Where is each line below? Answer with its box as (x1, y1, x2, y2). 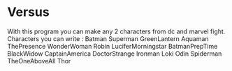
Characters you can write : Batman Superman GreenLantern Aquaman (7, 34, 209, 42)
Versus (7, 4, 50, 20)
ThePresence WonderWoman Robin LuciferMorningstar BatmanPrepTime (7, 42, 218, 50)
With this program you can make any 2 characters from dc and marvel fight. (7, 27, 226, 35)
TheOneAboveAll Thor (7, 56, 71, 65)
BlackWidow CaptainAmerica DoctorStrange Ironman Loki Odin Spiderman (7, 49, 222, 58)
